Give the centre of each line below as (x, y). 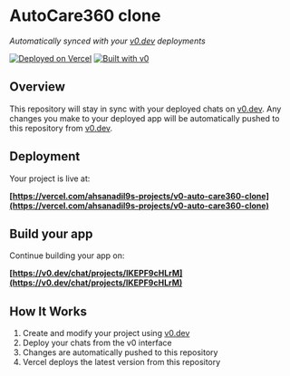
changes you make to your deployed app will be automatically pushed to (145, 118)
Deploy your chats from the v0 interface (97, 343)
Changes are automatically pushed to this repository (120, 352)
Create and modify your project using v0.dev (106, 333)
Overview (38, 87)
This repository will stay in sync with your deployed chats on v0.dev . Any (145, 109)
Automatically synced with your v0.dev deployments (107, 41)
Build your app (51, 233)
